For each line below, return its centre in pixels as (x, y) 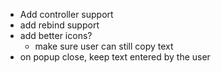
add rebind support (59, 25)
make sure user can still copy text (104, 46)
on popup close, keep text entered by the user (115, 57)
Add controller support (66, 14)
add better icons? (56, 35)
